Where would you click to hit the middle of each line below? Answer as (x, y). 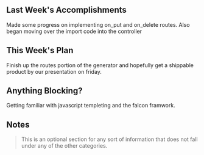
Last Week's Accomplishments (66, 10)
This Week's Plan (40, 50)
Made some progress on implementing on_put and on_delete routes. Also (98, 24)
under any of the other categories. (64, 146)
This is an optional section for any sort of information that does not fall (109, 139)
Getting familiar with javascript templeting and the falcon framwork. (91, 106)
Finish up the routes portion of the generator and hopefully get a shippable (100, 65)
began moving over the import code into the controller (74, 31)
